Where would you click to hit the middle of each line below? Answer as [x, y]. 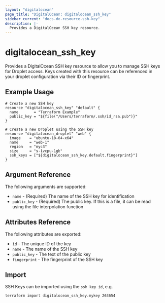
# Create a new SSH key [30, 103]
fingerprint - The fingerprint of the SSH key [58, 259]
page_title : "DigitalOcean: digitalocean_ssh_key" [58, 14]
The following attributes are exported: [43, 234]
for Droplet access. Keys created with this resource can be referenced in [79, 72]
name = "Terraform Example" [45, 112]
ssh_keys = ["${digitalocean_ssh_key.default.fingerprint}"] [74, 155]
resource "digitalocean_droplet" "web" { [48, 134]
